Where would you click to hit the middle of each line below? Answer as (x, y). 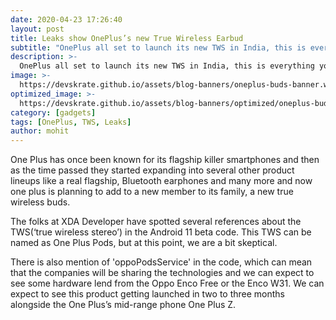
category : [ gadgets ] (53, 112)
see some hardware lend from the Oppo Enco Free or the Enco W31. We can (167, 283)
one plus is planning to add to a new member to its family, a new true (152, 192)
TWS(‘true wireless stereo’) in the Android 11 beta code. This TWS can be (161, 232)
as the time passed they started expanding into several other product (152, 170)
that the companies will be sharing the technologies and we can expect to (162, 273)
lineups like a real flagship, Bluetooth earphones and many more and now (161, 181)
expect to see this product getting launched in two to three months (147, 294)
